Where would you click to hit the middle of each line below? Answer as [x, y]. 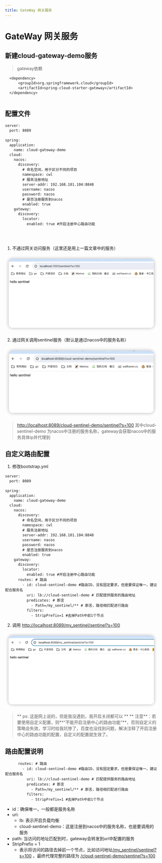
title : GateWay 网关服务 [29, 10]
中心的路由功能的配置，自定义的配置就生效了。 [63, 735]
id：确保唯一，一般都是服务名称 [44, 809]
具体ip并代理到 [36, 437]
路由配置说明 [24, 751]
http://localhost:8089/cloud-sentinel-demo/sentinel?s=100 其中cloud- [87, 425]
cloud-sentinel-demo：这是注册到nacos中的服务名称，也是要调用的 [87, 827]
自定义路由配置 [27, 454]
